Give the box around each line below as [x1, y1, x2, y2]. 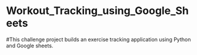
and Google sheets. [6, 42, 54, 49]
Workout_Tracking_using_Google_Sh [6, 4, 189, 18]
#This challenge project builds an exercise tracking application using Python [6, 36, 191, 43]
